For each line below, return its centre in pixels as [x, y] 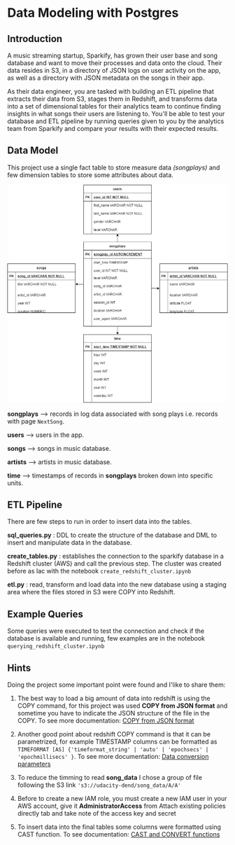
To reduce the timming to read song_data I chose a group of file [110, 778]
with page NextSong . [36, 421]
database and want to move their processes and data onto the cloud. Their [115, 63]
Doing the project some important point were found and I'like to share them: [116, 685]
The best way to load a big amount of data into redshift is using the [114, 699]
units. [15, 483]
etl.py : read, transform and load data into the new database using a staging [117, 585]
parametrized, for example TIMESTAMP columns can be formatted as [117, 742]
